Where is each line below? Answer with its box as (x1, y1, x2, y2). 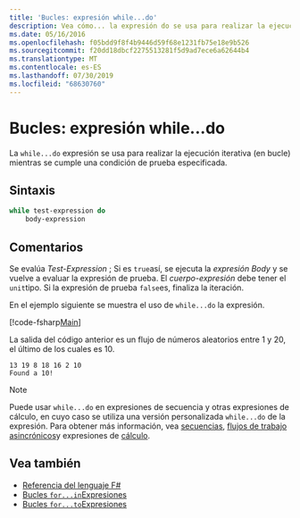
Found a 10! (9, 368, 54, 378)
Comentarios (9, 239, 84, 255)
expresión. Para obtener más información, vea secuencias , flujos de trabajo (9, 421, 287, 431)
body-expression (25, 215, 87, 224)
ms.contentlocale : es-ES (9, 63, 102, 72)
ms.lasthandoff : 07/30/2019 (9, 71, 114, 80)
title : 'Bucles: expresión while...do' (9, 13, 158, 22)
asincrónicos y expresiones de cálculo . (9, 430, 150, 440)
